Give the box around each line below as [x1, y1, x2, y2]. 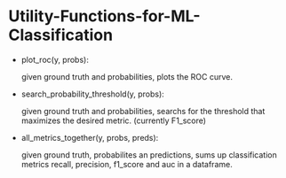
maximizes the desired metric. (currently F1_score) [20, 115, 206, 126]
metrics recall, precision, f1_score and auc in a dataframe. [20, 159, 233, 169]
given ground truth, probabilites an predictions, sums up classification [20, 149, 277, 160]
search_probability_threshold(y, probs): [20, 89, 165, 99]
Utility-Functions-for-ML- [8, 6, 201, 27]
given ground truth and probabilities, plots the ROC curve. [20, 71, 233, 81]
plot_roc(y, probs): [20, 54, 90, 65]
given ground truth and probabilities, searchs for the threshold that [20, 105, 266, 116]
